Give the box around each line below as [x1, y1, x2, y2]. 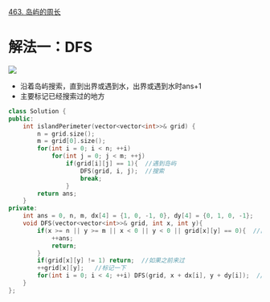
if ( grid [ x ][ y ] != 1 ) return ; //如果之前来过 [37, 256, 185, 265]
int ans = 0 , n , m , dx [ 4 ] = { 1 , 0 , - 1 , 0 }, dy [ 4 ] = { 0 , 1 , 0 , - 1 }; [22, 212, 254, 220]
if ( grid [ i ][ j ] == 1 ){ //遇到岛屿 [65, 160, 177, 168]
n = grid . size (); [37, 129, 95, 138]
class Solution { [8, 107, 67, 115]
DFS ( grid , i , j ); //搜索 [80, 167, 165, 175]
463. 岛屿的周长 [8, 7, 62, 16]
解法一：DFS [8, 39, 92, 56]
